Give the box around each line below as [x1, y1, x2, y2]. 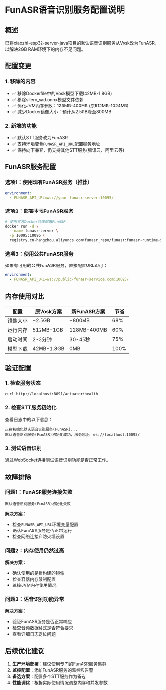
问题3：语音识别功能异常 [5, 596, 64, 603]
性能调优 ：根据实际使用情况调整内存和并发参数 [12, 680, 108, 686]
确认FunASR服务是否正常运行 [12, 527, 72, 533]
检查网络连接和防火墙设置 [12, 533, 65, 539]
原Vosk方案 [35, 308, 62, 315]
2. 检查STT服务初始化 [5, 404, 57, 411]
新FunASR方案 [71, 308, 105, 315]
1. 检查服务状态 [5, 380, 41, 387]
